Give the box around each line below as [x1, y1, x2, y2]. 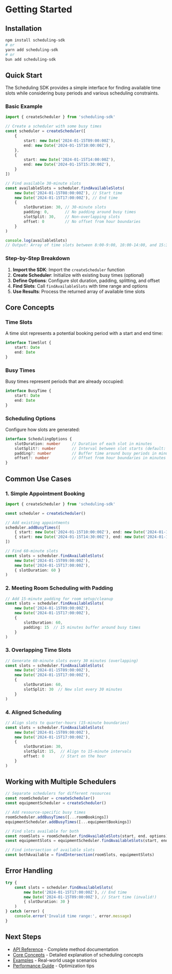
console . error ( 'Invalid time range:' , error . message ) [14, 913, 132, 919]
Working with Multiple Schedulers [5, 777, 116, 786]
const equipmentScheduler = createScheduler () [5, 800, 106, 806]
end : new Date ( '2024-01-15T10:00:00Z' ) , [24, 143, 111, 148]
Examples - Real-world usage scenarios [12, 957, 97, 963]
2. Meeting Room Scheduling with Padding [5, 585, 114, 592]
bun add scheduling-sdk [5, 57, 56, 62]
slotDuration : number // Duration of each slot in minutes [14, 441, 153, 446]
